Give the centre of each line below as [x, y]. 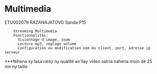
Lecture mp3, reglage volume [47, 44]
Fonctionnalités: [31, 35]
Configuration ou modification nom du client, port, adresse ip [84, 48]
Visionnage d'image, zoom [44, 40]
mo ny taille [16, 66]
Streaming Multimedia [35, 31]
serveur [12, 52]
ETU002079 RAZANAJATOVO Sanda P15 [45, 22]
